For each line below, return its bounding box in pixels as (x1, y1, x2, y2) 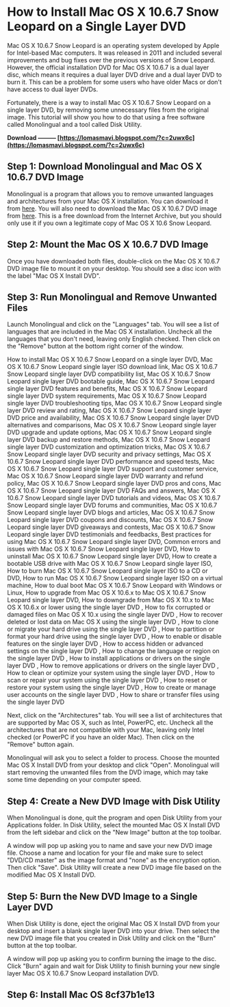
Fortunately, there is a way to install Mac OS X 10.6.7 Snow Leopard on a (7, 98, 211, 106)
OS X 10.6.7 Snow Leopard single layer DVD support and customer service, (7, 464, 219, 473)
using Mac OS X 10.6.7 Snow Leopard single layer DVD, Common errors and (7, 538, 221, 546)
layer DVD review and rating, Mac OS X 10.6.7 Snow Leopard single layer (7, 406, 212, 415)
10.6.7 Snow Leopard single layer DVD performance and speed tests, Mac (7, 458, 215, 466)
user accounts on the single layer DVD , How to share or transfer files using (7, 691, 220, 699)
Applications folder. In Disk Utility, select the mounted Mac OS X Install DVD (7, 821, 220, 829)
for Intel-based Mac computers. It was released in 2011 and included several (7, 49, 222, 57)
